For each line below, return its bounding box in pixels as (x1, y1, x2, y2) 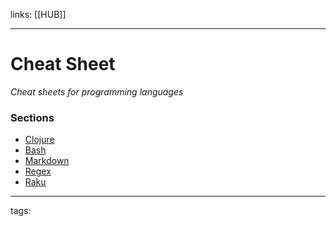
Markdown (24, 155, 70, 167)
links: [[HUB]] (10, 9, 67, 20)
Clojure (24, 134, 55, 146)
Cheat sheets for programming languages (10, 85, 184, 98)
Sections (10, 110, 55, 124)
